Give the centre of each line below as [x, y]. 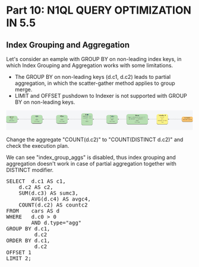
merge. [23, 89]
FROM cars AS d [33, 211]
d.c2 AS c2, [36, 187]
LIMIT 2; [19, 258]
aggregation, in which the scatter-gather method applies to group [95, 83]
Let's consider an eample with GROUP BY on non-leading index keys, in [94, 59]
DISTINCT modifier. [30, 170]
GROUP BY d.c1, [28, 228]
